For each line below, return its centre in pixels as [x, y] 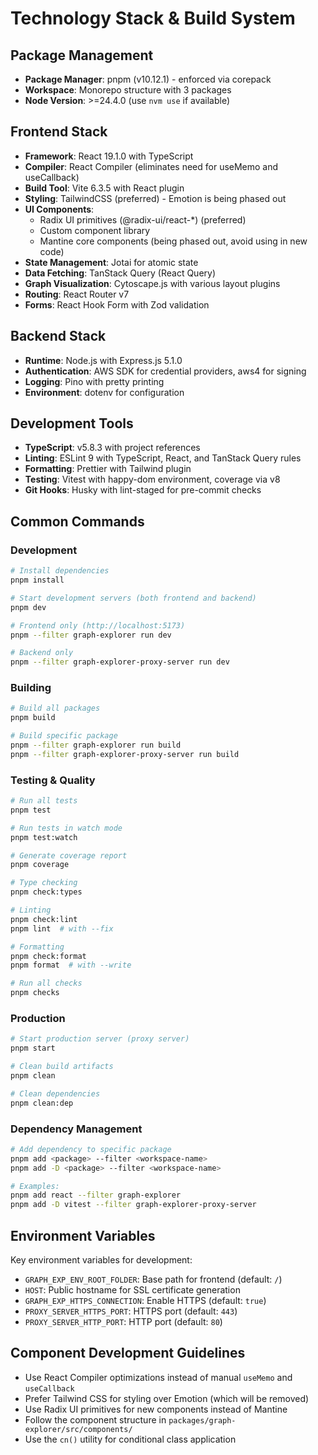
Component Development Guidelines [128, 1353]
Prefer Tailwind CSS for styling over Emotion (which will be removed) [167, 1398]
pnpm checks [35, 993]
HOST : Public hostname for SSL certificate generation [132, 1290]
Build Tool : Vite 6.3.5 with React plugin [104, 188]
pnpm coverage [40, 865]
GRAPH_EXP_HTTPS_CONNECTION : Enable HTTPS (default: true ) [145, 1300]
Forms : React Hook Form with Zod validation [117, 304]
